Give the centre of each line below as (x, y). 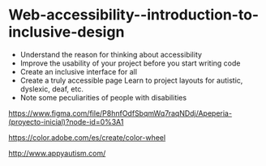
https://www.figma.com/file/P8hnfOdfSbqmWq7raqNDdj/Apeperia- (120, 113)
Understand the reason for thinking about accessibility (111, 54)
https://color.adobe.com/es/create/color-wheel (87, 137)
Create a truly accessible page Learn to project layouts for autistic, (131, 80)
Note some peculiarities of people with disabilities (103, 97)
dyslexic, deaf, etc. (51, 89)
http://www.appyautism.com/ (57, 153)
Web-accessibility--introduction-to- (134, 15)
